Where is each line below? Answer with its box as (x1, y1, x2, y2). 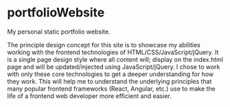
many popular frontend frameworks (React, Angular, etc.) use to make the (7, 84, 216, 93)
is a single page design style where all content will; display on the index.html (7, 55, 223, 63)
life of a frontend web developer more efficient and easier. (7, 91, 172, 100)
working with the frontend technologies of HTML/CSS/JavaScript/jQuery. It (7, 48, 219, 56)
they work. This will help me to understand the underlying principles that (7, 77, 212, 85)
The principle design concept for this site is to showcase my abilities (7, 40, 200, 49)
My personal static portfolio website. (7, 27, 111, 36)
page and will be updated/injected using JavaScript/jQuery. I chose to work (7, 62, 220, 71)
